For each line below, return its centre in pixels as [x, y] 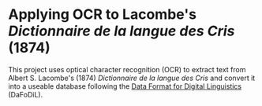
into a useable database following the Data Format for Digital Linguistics [125, 86]
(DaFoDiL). [26, 94]
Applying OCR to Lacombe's [103, 15]
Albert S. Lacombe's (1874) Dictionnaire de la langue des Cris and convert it [132, 78]
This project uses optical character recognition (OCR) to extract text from [127, 69]
